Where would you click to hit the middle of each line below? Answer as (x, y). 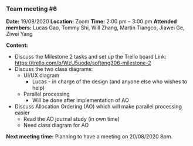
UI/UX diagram (41, 76)
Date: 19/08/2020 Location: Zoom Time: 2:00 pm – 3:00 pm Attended (92, 22)
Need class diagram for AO (56, 125)
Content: (17, 45)
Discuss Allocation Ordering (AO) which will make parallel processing (98, 107)
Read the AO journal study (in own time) (72, 119)
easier (22, 113)
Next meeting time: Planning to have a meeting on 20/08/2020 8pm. (89, 137)
